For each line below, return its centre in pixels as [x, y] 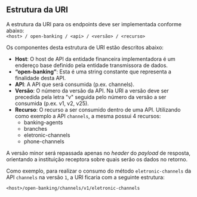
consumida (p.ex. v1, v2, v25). [52, 103]
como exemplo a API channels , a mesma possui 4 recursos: [88, 116]
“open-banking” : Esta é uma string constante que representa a [93, 72]
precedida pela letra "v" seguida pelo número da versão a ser [90, 97]
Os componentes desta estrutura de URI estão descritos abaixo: [85, 47]
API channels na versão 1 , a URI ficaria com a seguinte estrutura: [86, 177]
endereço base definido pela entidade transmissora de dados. [91, 65]
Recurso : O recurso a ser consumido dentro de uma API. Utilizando [98, 109]
